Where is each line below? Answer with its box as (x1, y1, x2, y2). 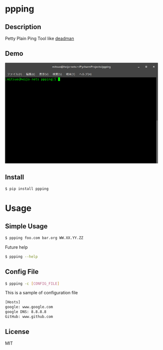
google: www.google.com (5, 304, 53, 310)
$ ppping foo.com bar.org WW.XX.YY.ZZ (5, 235, 83, 240)
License (5, 327, 30, 335)
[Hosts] (5, 300, 21, 305)
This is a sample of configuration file (5, 290, 78, 296)
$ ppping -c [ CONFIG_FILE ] (5, 281, 60, 286)
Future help (5, 244, 28, 250)
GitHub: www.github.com (5, 314, 53, 319)
